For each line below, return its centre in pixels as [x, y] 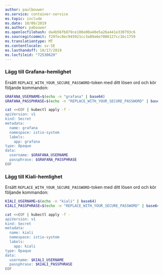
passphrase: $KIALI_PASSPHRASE [41, 264]
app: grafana [27, 142]
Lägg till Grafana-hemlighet [38, 72]
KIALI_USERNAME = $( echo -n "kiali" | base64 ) [51, 202]
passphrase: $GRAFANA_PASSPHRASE [43, 160]
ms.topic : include [24, 18]
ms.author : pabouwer [26, 28]
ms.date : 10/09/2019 [26, 23]
